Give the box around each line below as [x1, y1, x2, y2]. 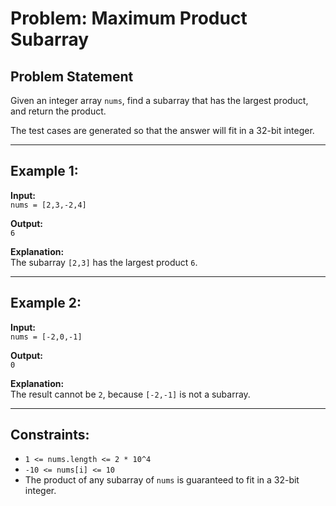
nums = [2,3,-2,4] [10, 200, 87, 210]
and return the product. [10, 105, 107, 117]
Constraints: [10, 427, 90, 444]
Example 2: [10, 295, 82, 312]
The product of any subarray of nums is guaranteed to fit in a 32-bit [24, 474, 300, 486]
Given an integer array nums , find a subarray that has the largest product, [10, 95, 309, 106]
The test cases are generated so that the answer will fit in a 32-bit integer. [10, 125, 315, 136]
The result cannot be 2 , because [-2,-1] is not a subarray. [10, 388, 251, 400]
